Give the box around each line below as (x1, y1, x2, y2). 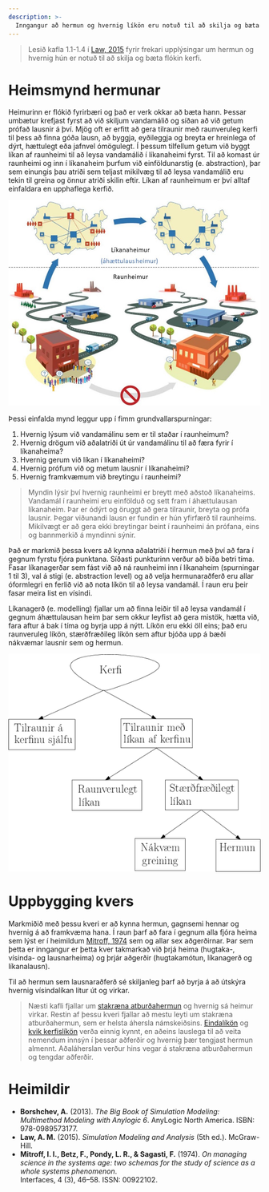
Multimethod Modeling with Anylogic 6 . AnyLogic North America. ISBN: (19, 1115, 255, 1125)
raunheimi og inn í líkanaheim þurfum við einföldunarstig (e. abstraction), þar (8, 159, 261, 168)
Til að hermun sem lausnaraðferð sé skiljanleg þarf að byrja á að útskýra (8, 977, 247, 987)
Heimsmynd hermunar (8, 81, 161, 99)
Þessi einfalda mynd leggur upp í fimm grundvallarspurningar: (8, 414, 212, 423)
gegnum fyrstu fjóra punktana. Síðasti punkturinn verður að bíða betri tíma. (8, 554, 255, 564)
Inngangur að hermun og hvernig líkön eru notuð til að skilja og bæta (15, 21, 260, 30)
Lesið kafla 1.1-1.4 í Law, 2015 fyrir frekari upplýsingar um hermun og (27, 44, 255, 54)
